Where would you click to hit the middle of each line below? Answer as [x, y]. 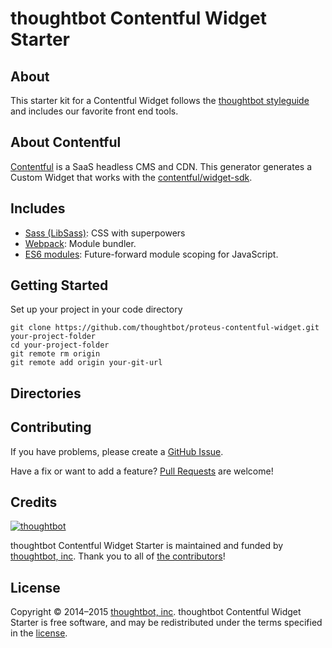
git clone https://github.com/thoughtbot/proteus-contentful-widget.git [165, 328]
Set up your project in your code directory [96, 309]
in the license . [39, 633]
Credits [34, 502]
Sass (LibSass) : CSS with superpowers [105, 233]
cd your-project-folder [60, 345]
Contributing [51, 427]
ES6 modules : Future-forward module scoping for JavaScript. [151, 254]
